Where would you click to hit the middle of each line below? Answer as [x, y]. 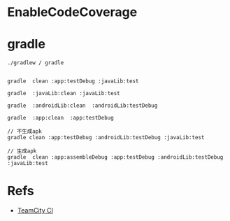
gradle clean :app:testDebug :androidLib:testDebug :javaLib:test [106, 138]
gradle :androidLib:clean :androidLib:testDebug [82, 106]
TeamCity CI [35, 211]
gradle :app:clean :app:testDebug [60, 118]
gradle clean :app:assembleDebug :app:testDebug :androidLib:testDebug [115, 157]
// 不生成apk [24, 131]
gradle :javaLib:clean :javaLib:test [64, 94]
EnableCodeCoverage [72, 12]
